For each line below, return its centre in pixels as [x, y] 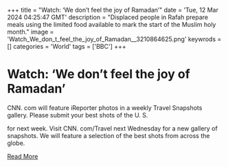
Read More [23, 156]
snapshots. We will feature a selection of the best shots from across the [109, 135]
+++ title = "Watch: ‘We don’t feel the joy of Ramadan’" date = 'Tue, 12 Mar [113, 10]
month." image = [31, 32]
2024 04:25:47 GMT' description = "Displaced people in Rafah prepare [107, 17]
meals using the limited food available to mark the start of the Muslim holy [112, 24]
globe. [16, 143]
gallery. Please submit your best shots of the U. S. [78, 115]
